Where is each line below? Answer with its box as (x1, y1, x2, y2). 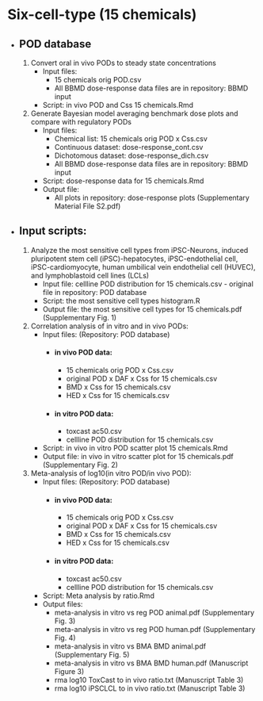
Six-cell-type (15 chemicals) (7, 6, 197, 24)
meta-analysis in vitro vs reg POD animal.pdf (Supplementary (54, 607, 255, 617)
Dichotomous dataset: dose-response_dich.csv (54, 151, 209, 160)
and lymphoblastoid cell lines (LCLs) (30, 270, 150, 280)
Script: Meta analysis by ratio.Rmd (42, 591, 155, 600)
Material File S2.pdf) (54, 201, 121, 211)
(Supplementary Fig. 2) (42, 460, 118, 469)
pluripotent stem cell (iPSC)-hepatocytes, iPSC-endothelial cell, (30, 254, 238, 263)
